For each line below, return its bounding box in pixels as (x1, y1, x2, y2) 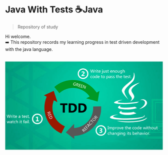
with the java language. (5, 46, 53, 52)
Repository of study (17, 23, 58, 30)
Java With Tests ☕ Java (5, 4, 103, 15)
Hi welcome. (5, 33, 31, 39)
